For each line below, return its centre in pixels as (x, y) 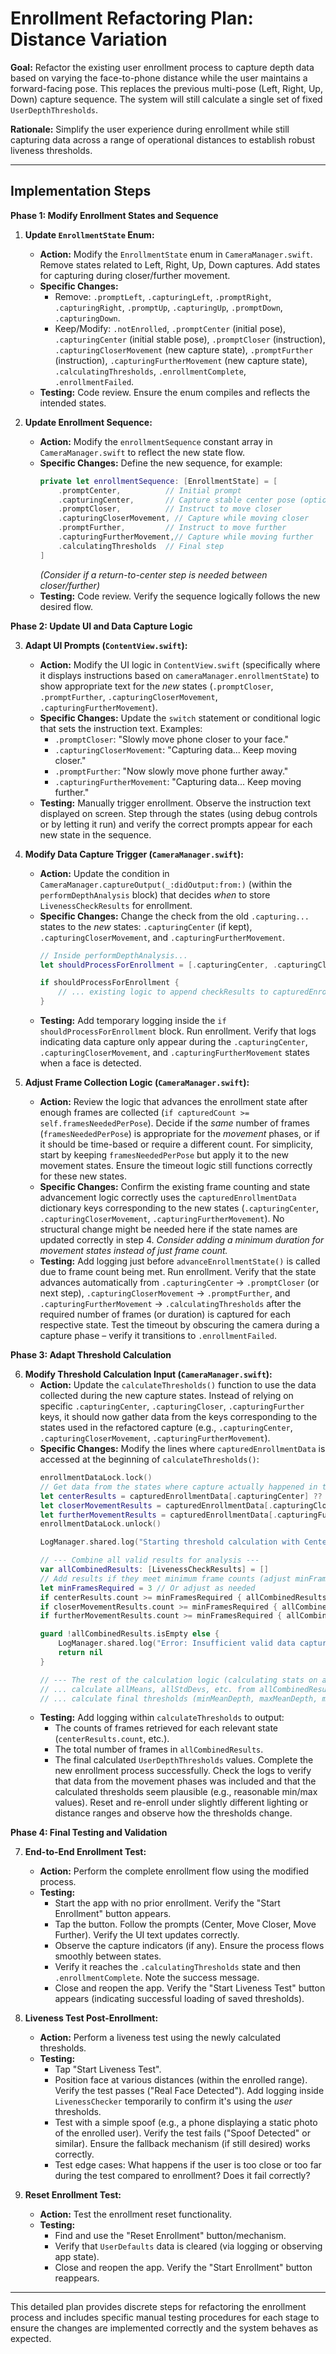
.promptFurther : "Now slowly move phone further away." (171, 771)
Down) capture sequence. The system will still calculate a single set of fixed (166, 99)
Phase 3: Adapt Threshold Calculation (91, 1355)
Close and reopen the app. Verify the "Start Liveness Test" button (190, 1988)
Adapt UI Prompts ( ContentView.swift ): (106, 645)
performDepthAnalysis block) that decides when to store (155, 894)
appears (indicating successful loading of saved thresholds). (179, 1999)
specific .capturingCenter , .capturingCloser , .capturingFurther (172, 1406)
